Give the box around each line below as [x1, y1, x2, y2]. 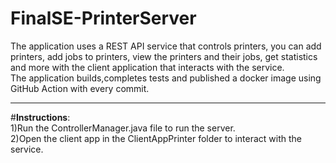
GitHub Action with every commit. [10, 82, 150, 94]
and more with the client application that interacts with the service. [10, 61, 285, 73]
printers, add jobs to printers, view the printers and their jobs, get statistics [10, 50, 318, 62]
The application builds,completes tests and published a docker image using [10, 72, 322, 84]
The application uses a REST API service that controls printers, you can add [10, 40, 322, 52]
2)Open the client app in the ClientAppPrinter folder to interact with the [10, 132, 302, 144]
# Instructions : [10, 111, 71, 123]
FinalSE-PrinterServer [10, 7, 197, 30]
